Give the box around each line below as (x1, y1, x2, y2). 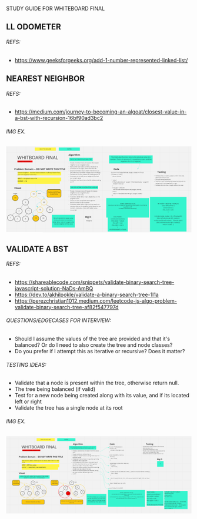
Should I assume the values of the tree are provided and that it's (14, 335, 171, 342)
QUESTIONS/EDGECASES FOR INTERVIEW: (6, 317, 112, 324)
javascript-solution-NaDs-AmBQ (14, 284, 94, 292)
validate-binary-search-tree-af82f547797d (14, 303, 119, 310)
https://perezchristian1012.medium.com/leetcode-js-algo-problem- (14, 297, 178, 304)
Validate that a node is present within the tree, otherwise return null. (14, 379, 179, 387)
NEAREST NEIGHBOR (6, 73, 85, 83)
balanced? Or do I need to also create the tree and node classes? (14, 341, 173, 349)
